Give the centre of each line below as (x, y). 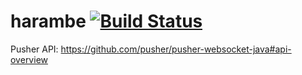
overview (29, 59)
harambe (48, 21)
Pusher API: (34, 49)
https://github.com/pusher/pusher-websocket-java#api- (176, 49)
